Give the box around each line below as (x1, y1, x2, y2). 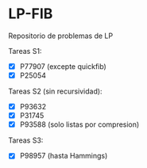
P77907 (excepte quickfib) (19, 61, 107, 71)
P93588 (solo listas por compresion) (19, 120, 140, 129)
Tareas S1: (8, 46, 42, 55)
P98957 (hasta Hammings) (19, 151, 108, 161)
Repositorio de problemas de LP (8, 31, 114, 40)
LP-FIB (8, 5, 53, 23)
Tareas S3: (8, 136, 44, 145)
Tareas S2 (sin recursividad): (8, 86, 103, 96)
